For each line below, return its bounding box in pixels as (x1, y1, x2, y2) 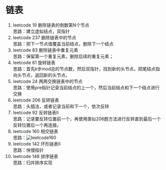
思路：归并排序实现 (12, 159, 53, 165)
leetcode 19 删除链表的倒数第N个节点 (12, 22, 89, 28)
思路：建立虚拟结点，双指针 (12, 28, 70, 34)
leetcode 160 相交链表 (12, 128, 59, 134)
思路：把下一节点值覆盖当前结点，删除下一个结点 (12, 40, 114, 46)
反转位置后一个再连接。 (12, 122, 61, 128)
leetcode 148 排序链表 (12, 153, 59, 159)
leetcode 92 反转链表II (12, 109, 59, 115)
